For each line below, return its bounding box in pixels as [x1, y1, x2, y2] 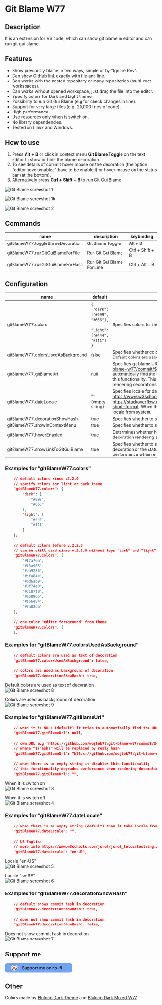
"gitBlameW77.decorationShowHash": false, [13, 922, 100, 927]
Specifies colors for [112, 322, 151, 327]
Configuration [5, 280, 48, 288]
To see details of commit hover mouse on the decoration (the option [12, 162, 148, 167]
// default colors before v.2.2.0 [13, 543, 83, 548]
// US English [13, 839, 42, 844]
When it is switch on [5, 780, 45, 786]
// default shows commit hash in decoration [13, 901, 105, 907]
